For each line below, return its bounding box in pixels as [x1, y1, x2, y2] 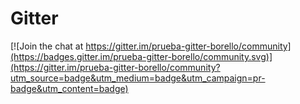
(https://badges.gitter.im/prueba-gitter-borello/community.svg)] [10, 50, 273, 62]
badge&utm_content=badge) [10, 82, 129, 94]
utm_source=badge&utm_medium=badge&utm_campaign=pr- [10, 72, 266, 84]
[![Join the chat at [10, 40, 84, 52]
